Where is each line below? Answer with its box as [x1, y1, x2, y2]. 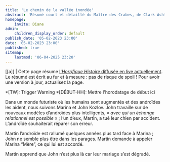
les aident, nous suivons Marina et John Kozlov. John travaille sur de [5, 105, 148, 111]
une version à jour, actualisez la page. [5, 79, 84, 85]
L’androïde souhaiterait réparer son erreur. [5, 120, 94, 127]
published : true [5, 45, 39, 50]
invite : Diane [14, 21, 44, 27]
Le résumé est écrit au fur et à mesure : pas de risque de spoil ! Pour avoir [5, 74, 160, 80]
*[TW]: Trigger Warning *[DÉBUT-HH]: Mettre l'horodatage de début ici [5, 89, 155, 95]
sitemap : [5, 50, 24, 55]
